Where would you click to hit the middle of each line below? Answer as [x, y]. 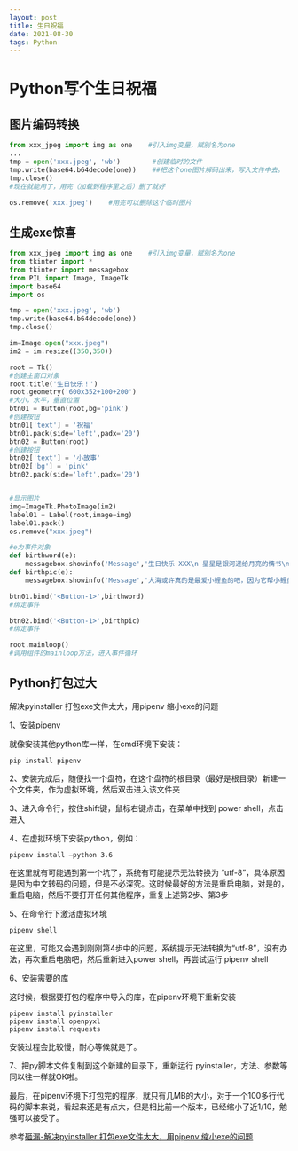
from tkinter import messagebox [69, 270]
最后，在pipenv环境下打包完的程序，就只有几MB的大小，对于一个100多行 [143, 1095]
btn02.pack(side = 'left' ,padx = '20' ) [75, 475]
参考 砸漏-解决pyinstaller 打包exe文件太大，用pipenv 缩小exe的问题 [131, 1136]
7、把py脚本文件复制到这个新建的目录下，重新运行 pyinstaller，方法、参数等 [149, 1065]
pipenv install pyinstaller [61, 1013]
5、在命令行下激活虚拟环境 [59, 913]
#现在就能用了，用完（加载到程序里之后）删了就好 [87, 186]
